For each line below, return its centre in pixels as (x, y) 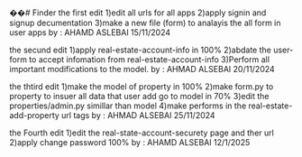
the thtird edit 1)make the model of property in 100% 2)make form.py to (142, 87)
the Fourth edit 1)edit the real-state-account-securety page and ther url (142, 133)
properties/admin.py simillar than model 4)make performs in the (128, 106)
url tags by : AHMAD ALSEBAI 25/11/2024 (138, 115)
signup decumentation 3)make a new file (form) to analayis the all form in (145, 23)
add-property (35, 115)
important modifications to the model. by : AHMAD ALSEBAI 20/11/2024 (142, 69)
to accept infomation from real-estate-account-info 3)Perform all (149, 60)
